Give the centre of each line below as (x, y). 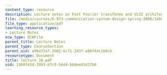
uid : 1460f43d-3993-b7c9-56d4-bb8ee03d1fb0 (51, 65)
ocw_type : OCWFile (24, 37)
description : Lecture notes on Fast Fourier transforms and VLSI (74, 14)
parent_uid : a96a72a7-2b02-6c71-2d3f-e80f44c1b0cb (59, 51)
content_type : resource (30, 10)
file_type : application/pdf (34, 23)
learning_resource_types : (32, 28)
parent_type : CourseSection (34, 46)
